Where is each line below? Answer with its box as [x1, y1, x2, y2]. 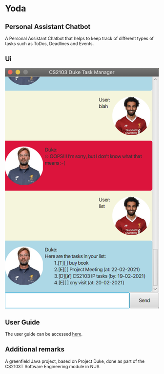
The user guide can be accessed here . [5, 331, 83, 337]
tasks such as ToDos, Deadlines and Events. [5, 41, 94, 47]
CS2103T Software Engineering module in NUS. [5, 363, 101, 369]
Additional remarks [5, 345, 65, 353]
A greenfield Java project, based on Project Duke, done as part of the [5, 358, 145, 364]
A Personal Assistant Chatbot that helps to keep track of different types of [5, 35, 154, 41]
